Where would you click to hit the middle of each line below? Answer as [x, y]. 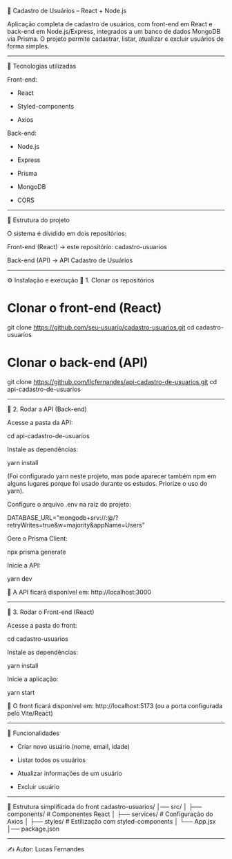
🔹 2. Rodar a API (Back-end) [47, 409]
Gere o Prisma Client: [37, 538]
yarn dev [20, 579]
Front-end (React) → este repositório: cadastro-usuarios [87, 247]
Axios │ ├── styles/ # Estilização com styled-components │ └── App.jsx [112, 821]
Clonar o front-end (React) [85, 308]
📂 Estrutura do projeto [39, 220]
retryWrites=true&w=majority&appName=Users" [76, 525]
